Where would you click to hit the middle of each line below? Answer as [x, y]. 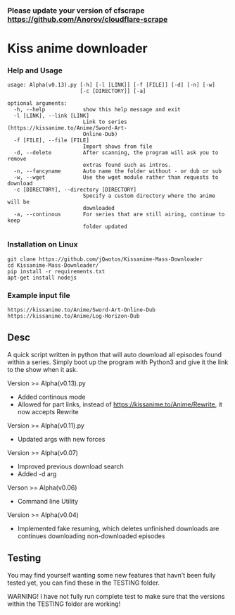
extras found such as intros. [127, 165]
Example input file [39, 295]
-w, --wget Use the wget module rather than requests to [116, 178]
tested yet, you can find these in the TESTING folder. [84, 583]
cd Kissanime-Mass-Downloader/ [53, 265]
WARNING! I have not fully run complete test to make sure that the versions [116, 596]
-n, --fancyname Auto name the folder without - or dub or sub [118, 171]
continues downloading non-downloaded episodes [91, 536]
